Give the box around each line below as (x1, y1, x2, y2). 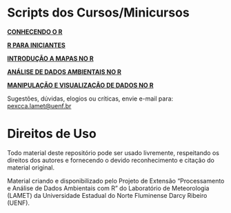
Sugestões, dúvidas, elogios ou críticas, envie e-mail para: (7, 94, 174, 103)
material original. (7, 163, 55, 172)
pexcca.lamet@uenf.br (7, 101, 72, 110)
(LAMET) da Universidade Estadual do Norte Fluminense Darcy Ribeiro (7, 191, 208, 199)
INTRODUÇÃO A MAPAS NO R (7, 54, 94, 63)
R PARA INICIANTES (7, 41, 66, 49)
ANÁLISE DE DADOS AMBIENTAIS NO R (7, 68, 122, 76)
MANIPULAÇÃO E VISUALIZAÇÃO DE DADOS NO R (7, 81, 154, 89)
